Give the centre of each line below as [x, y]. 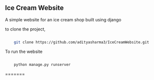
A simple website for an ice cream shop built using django [63, 19]
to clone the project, [25, 29]
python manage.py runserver [42, 64]
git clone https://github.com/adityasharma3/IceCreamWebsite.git [82, 42]
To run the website [24, 51]
